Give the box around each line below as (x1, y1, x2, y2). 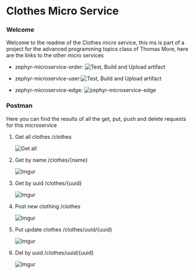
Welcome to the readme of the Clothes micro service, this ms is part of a (6, 39, 185, 46)
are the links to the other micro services (6, 52, 104, 59)
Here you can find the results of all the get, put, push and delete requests (6, 115, 186, 122)
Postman (6, 102, 33, 110)
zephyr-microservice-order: (14, 63, 84, 71)
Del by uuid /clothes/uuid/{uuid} (14, 249, 94, 256)
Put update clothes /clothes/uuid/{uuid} (14, 226, 112, 233)
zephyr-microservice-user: (14, 75, 82, 82)
